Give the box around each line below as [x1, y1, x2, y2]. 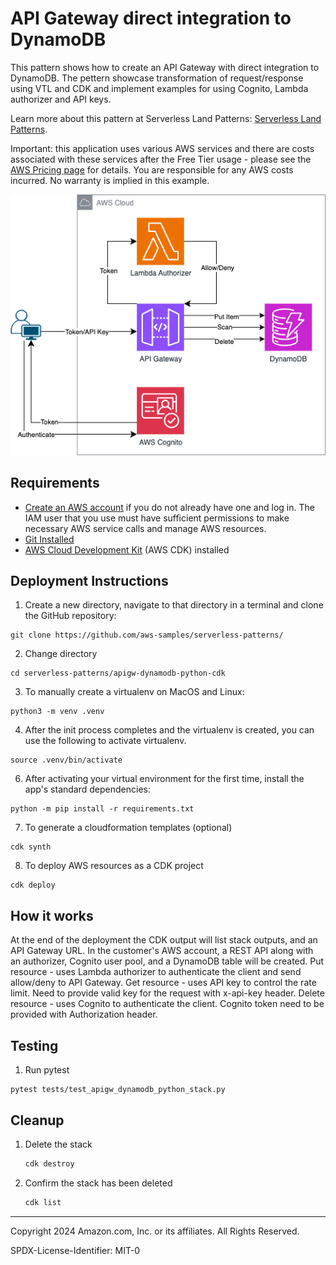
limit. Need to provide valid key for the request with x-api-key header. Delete [10, 987, 325, 999]
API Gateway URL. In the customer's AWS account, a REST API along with [10, 945, 314, 957]
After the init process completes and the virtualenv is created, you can [24, 724, 315, 736]
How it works [10, 907, 94, 924]
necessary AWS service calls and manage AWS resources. [24, 522, 267, 534]
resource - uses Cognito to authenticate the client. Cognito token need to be [10, 998, 325, 1010]
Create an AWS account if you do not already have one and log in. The [24, 501, 315, 513]
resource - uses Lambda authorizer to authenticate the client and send [10, 966, 302, 978]
